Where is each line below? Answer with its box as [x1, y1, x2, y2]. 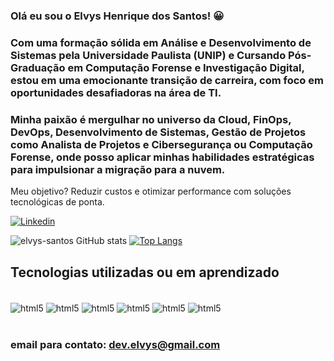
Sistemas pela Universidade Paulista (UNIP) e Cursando [10, 48, 287, 62]
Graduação [10, 60, 66, 74]
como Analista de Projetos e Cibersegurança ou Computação [10, 137, 313, 151]
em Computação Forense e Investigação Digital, [67, 60, 305, 74]
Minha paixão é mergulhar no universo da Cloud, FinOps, [10, 112, 292, 126]
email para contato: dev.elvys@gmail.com [10, 337, 221, 351]
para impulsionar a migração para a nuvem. [10, 162, 226, 176]
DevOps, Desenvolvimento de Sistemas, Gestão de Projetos [10, 125, 307, 139]
